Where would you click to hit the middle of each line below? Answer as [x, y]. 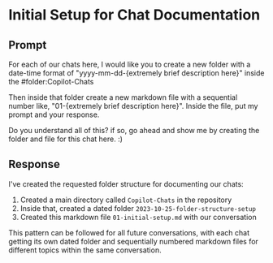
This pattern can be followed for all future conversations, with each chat [129, 232]
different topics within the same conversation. [85, 250]
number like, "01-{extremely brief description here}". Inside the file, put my [133, 106]
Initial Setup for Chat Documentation [134, 15]
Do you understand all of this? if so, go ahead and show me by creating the [134, 130]
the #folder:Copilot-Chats [51, 82]
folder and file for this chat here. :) [66, 139]
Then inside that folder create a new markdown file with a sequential [123, 97]
